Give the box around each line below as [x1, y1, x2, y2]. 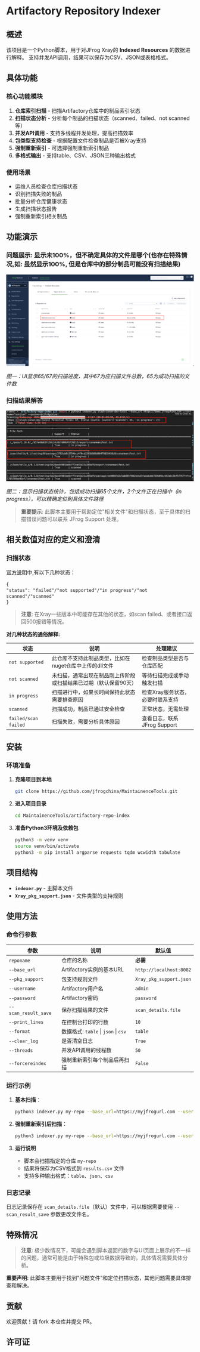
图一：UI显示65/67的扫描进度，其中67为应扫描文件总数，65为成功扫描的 [6, 373, 185, 380]
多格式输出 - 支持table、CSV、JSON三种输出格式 [14, 152, 136, 159]
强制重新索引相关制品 [14, 212, 67, 220]
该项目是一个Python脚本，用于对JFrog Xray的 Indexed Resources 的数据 [6, 47, 186, 53]
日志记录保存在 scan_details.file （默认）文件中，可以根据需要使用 [6, 1203, 173, 1211]
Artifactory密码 [61, 995, 98, 1002]
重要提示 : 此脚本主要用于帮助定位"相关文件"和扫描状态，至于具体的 [20, 508, 186, 515]
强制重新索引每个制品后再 [61, 1056, 124, 1063]
